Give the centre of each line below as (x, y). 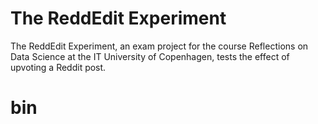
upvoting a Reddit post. (58, 67)
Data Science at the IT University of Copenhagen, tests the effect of (150, 56)
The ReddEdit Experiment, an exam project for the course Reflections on (159, 46)
